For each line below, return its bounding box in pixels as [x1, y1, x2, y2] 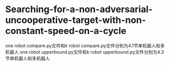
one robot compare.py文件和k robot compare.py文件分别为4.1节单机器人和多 [5, 42, 165, 49]
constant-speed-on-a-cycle [5, 25, 127, 37]
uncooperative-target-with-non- [5, 14, 146, 26]
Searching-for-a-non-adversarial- [5, 4, 153, 15]
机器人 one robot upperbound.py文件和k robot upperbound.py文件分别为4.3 [5, 49, 164, 55]
